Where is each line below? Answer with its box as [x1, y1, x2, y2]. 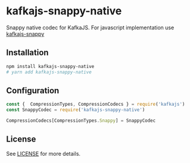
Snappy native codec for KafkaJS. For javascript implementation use [6, 24, 175, 31]
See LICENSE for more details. [6, 150, 81, 157]
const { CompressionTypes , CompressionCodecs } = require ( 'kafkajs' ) [6, 102, 185, 107]
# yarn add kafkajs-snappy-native [6, 69, 92, 75]
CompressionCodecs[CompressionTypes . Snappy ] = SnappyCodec [6, 118, 156, 124]
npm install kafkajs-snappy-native [6, 63, 95, 69]
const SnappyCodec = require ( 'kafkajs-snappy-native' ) [6, 107, 145, 113]
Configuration [6, 85, 60, 96]
